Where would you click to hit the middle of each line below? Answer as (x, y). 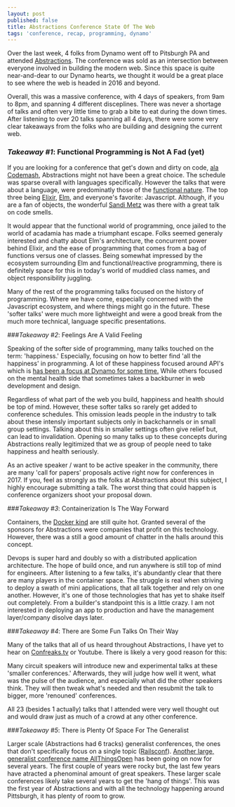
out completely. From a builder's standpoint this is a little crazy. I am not (111, 602)
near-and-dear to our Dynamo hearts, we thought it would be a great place (115, 76)
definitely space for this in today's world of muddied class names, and (109, 270)
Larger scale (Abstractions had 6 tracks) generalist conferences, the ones (114, 743)
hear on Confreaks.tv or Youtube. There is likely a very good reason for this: (117, 652)
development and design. (44, 386)
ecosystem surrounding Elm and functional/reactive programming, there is (115, 263)
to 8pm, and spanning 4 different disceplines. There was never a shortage (114, 104)
